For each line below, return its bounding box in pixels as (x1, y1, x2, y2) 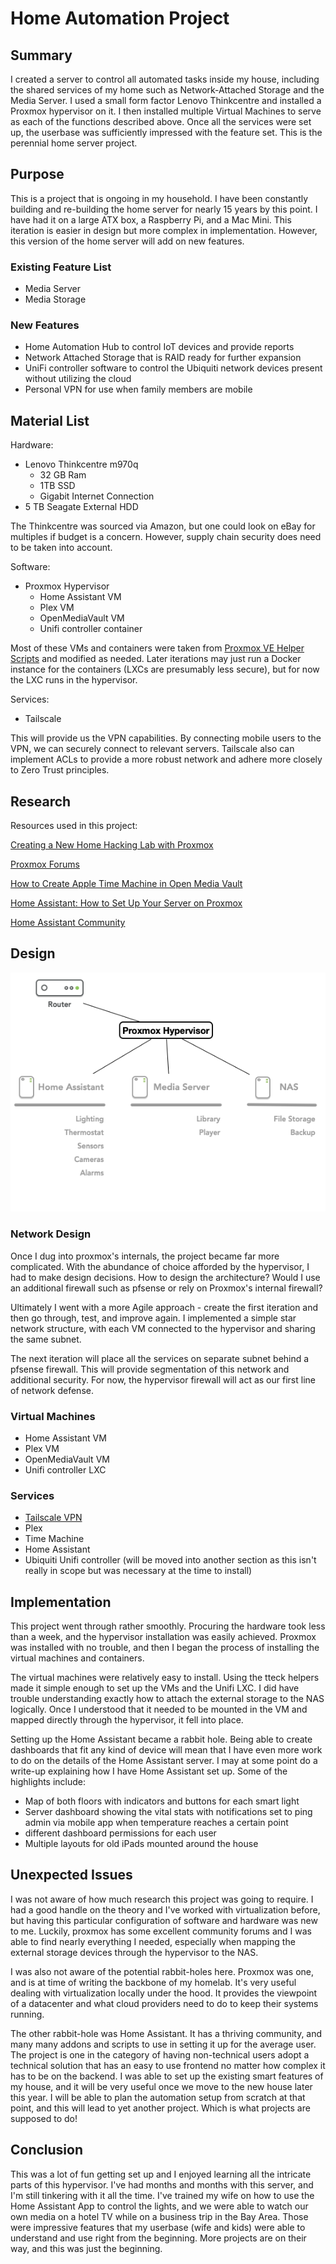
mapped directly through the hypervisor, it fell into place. (10, 1714, 244, 1726)
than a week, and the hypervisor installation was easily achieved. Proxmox (10, 1631, 317, 1643)
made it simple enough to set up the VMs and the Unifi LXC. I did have (10, 1682, 300, 1694)
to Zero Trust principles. (10, 764, 110, 776)
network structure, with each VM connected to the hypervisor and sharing (10, 1322, 316, 1334)
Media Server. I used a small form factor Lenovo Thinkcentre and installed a (10, 95, 322, 106)
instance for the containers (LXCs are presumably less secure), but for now (10, 663, 320, 676)
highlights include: (10, 1776, 87, 1788)
